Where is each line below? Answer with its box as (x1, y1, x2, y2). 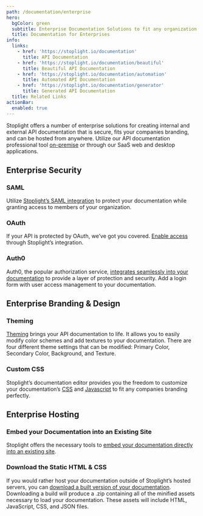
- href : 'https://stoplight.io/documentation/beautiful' (17, 60, 165, 66)
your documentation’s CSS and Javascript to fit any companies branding (6, 385, 188, 393)
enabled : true (12, 105, 47, 111)
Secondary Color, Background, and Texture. (6, 350, 117, 357)
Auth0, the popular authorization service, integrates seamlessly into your (6, 268, 188, 275)
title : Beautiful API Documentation (22, 65, 115, 72)
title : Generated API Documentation (22, 88, 115, 94)
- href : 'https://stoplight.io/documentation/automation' (17, 71, 167, 77)
